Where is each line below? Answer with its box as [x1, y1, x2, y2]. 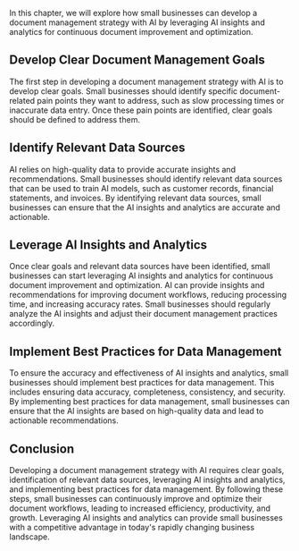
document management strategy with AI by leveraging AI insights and [9, 17, 265, 28]
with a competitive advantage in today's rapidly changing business [9, 522, 255, 533]
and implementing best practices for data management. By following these [9, 484, 284, 495]
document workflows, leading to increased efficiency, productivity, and [9, 503, 270, 513]
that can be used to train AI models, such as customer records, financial [9, 182, 274, 193]
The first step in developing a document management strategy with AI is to [9, 76, 284, 87]
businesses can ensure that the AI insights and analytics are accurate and [9, 201, 281, 213]
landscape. [9, 531, 51, 542]
